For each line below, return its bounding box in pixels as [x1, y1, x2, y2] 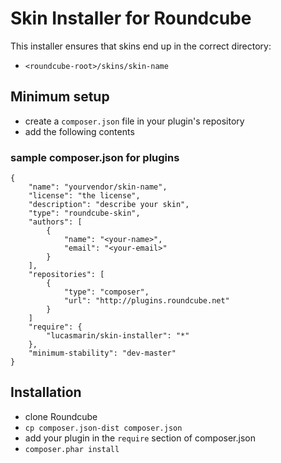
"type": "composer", [63, 287, 150, 297]
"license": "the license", [28, 191, 141, 201]
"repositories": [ [28, 270, 105, 280]
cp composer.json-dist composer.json [24, 423, 183, 433]
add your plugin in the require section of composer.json [24, 432, 256, 444]
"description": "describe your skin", [28, 200, 190, 210]
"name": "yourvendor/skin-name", [28, 182, 168, 192]
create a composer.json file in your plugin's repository [24, 115, 245, 127]
